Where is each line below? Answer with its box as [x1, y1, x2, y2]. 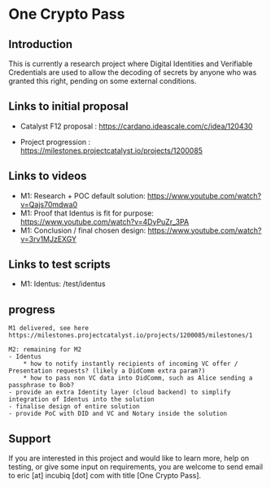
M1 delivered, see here [8, 325, 90, 333]
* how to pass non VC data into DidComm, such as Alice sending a [23, 374, 253, 382]
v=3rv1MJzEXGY [20, 233, 77, 244]
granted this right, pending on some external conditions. [8, 76, 197, 85]
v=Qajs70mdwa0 [20, 199, 78, 209]
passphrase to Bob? [8, 381, 75, 390]
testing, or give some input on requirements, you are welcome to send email [8, 462, 263, 472]
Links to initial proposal [8, 99, 129, 114]
